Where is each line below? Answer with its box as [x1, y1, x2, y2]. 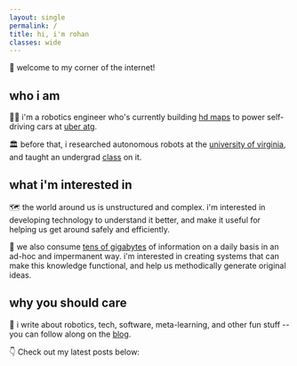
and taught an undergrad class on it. [9, 152, 142, 163]
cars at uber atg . [36, 121, 98, 132]
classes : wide [9, 37, 62, 47]
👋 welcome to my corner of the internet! [9, 62, 156, 73]
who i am [9, 88, 60, 103]
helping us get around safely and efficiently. [9, 224, 171, 234]
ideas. [9, 269, 32, 281]
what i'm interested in [9, 177, 132, 192]
